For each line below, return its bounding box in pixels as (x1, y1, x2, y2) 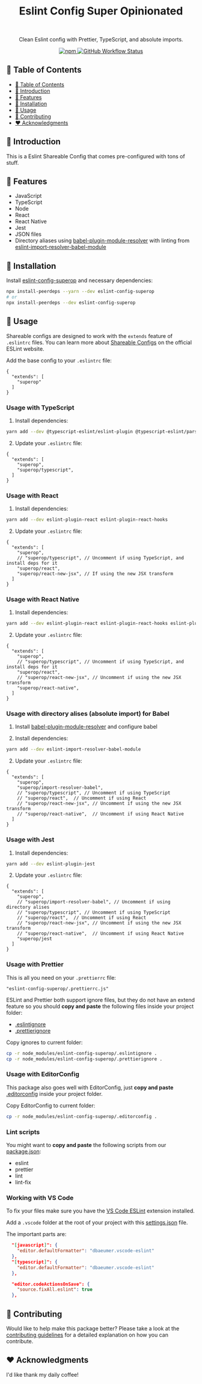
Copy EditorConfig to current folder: (6, 1102, 96, 1109)
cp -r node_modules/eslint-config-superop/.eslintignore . (6, 1050, 158, 1056)
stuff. (6, 159, 19, 166)
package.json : (6, 1148, 41, 1155)
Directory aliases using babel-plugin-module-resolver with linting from (14, 237, 190, 244)
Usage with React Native (6, 595, 80, 603)
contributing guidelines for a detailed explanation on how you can (6, 1331, 168, 1338)
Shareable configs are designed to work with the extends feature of (6, 332, 173, 339)
